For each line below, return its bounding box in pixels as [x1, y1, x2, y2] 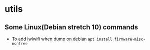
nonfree [11, 41, 28, 46]
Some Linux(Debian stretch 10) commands [4, 23, 139, 31]
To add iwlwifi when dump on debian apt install [11, 36, 112, 42]
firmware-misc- [114, 37, 146, 42]
